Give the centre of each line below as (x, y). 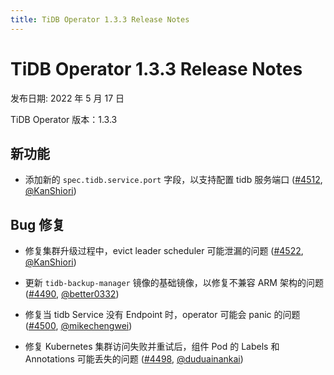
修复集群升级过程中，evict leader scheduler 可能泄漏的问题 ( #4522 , (164, 251)
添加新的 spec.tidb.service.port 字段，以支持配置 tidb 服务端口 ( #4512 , (173, 180)
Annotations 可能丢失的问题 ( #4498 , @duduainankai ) (134, 359)
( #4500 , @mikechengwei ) (78, 326)
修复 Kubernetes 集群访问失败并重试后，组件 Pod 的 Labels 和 (152, 347)
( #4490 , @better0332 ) (72, 294)
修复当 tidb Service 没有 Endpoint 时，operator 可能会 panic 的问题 (162, 315)
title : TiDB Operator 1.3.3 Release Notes (100, 19)
